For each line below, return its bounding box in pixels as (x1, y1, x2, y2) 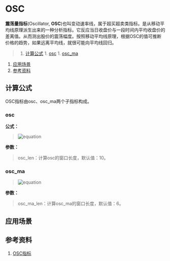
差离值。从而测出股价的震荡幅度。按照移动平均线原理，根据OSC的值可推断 (5, 33, 161, 39)
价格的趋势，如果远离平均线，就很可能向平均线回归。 (5, 39, 117, 46)
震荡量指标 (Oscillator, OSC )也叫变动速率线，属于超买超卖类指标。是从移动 (5, 20, 160, 26)
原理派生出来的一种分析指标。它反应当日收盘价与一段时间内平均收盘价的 (14, 26, 165, 33)
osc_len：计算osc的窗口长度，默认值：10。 (17, 155, 109, 161)
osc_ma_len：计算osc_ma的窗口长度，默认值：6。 (17, 201, 124, 207)
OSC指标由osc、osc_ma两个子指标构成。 (5, 98, 92, 104)
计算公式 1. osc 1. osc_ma (25, 50, 79, 56)
